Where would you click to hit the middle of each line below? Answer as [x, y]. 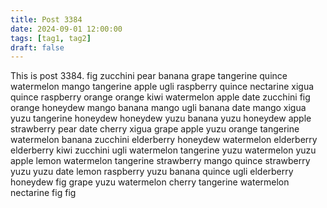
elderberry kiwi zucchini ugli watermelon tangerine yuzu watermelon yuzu [163, 150]
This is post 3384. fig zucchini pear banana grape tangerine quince [149, 76]
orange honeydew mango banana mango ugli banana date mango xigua [158, 108]
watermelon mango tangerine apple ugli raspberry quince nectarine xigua [162, 87]
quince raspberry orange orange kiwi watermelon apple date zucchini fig [160, 97]
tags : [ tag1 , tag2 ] [51, 38]
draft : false [37, 47]
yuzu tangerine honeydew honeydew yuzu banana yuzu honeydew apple [161, 118]
